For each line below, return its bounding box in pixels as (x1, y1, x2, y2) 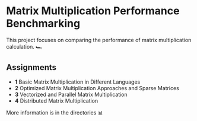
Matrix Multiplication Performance (6, 4, 180, 18)
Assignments (6, 62, 57, 72)
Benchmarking (6, 17, 81, 30)
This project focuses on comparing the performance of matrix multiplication (6, 36, 192, 43)
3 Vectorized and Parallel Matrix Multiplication (14, 91, 128, 98)
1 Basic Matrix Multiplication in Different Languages (14, 78, 141, 85)
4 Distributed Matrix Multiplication (14, 97, 99, 104)
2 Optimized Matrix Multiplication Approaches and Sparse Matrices (14, 84, 179, 91)
